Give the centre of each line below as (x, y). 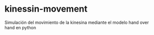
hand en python (20, 27)
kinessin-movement (46, 9)
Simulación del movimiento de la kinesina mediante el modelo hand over (77, 22)
